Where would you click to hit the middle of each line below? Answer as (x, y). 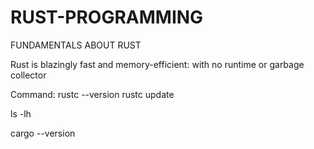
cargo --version (43, 133)
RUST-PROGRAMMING (107, 17)
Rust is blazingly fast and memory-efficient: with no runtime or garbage (157, 64)
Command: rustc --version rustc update (92, 94)
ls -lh (21, 113)
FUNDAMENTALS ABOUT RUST (76, 45)
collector (28, 75)
